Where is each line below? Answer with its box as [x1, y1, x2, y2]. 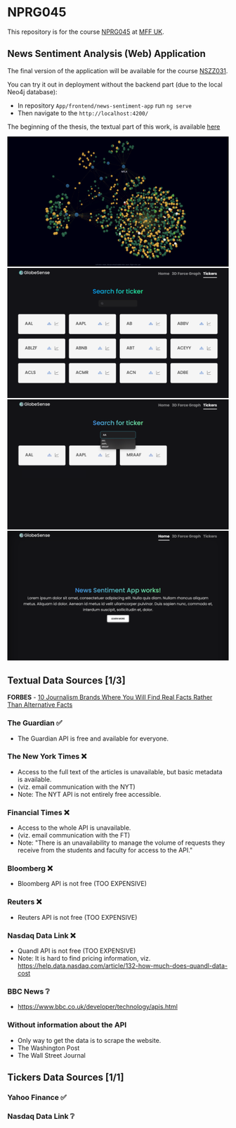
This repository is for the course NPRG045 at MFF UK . [7, 27, 165, 36]
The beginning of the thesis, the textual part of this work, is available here [7, 122, 221, 131]
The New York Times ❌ [7, 752, 87, 762]
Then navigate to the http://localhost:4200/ [17, 108, 149, 117]
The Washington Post [17, 1044, 80, 1052]
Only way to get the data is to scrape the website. [17, 1036, 162, 1044]
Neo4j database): [7, 87, 58, 96]
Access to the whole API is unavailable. [17, 823, 131, 832]
